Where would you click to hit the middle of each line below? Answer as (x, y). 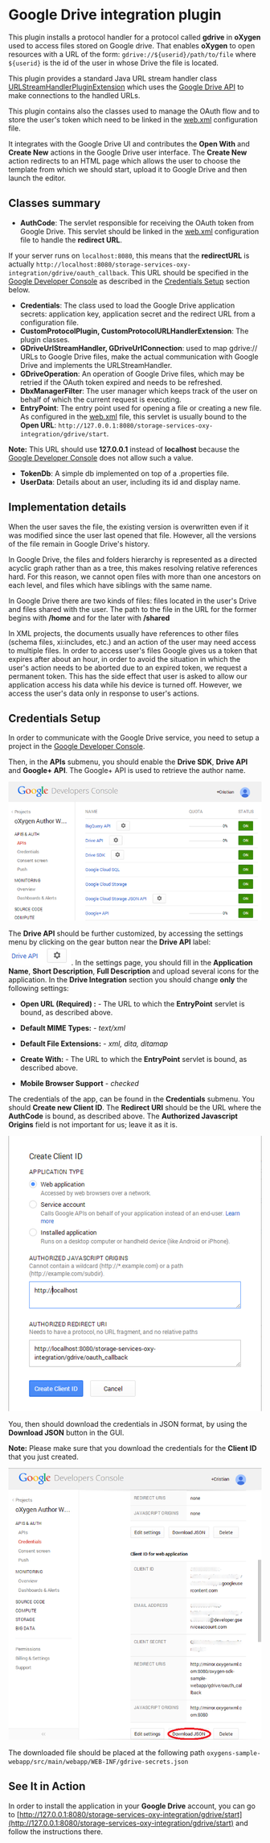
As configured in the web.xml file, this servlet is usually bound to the (133, 416)
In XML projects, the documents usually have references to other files (124, 633)
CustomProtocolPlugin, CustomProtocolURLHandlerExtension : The (134, 331)
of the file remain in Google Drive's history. (79, 543)
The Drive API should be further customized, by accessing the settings (126, 934)
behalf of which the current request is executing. (101, 399)
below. (19, 289)
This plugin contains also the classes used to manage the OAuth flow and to (134, 111)
